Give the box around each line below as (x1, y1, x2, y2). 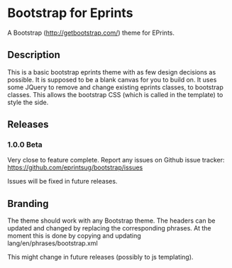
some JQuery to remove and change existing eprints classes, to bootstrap (7, 83, 223, 91)
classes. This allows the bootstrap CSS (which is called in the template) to (7, 90, 223, 99)
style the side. (7, 98, 49, 106)
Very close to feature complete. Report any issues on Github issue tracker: (7, 156, 225, 164)
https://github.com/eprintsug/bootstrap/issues (7, 163, 143, 172)
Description (7, 49, 60, 61)
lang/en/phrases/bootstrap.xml (7, 239, 98, 247)
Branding (7, 197, 49, 210)
